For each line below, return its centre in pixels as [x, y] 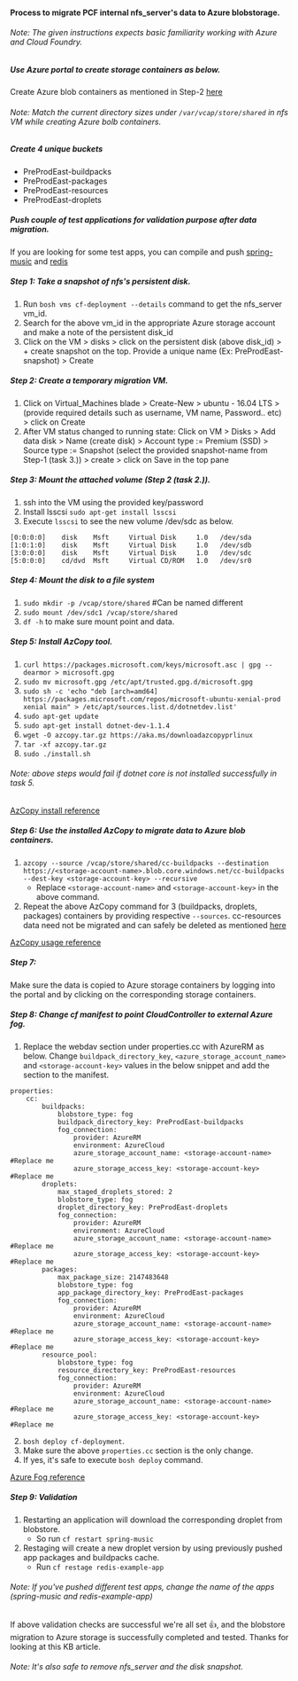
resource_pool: [70, 1355]
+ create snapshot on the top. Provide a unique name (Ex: [128, 351]
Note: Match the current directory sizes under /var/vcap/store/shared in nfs [149, 112]
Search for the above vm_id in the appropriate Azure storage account [149, 323]
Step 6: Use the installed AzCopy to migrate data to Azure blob [128, 831]
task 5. [23, 783]
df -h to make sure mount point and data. [99, 622]
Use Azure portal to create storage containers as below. [115, 69]
